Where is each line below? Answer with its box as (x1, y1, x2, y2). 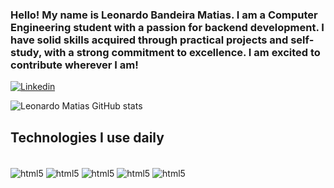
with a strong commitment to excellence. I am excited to (43, 45, 321, 59)
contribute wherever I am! (10, 58, 139, 72)
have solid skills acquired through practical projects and (10, 33, 289, 47)
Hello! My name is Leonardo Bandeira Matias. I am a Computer (10, 8, 318, 22)
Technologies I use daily (10, 129, 165, 146)
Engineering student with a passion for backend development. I (10, 20, 325, 34)
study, (10, 45, 42, 59)
